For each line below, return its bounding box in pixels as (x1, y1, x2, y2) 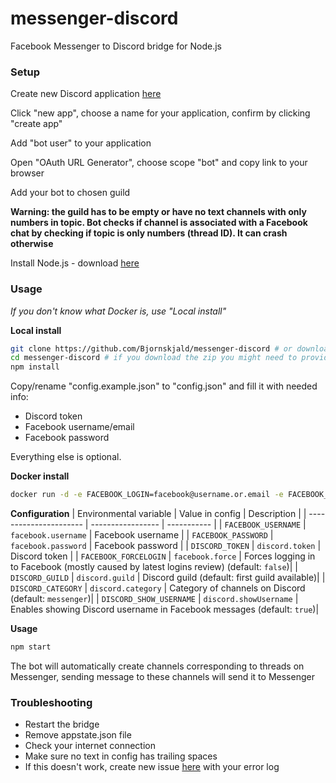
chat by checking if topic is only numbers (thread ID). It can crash (10, 227, 288, 239)
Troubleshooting (10, 695, 93, 709)
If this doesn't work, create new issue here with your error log (24, 761, 280, 773)
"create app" (10, 118, 63, 130)
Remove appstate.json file (24, 729, 132, 741)
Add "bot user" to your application (10, 137, 152, 149)
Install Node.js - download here (10, 257, 140, 269)
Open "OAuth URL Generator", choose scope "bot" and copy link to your (10, 157, 308, 169)
